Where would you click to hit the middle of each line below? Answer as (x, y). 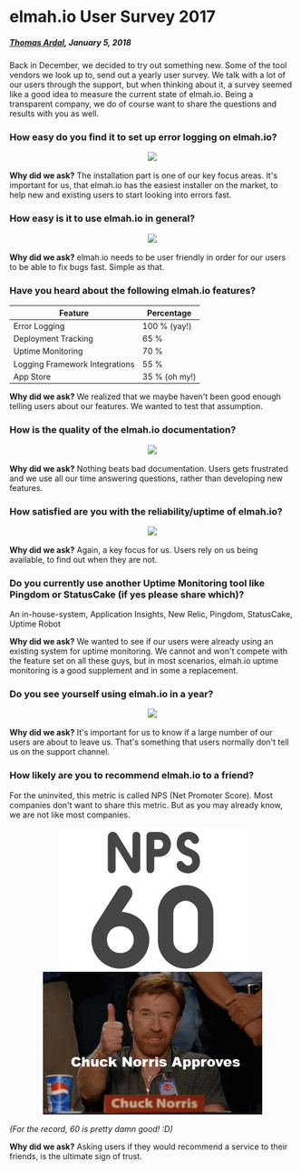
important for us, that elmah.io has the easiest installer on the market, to (144, 185)
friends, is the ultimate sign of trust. (76, 1156)
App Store (32, 376)
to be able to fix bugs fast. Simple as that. (87, 266)
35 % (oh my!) (169, 376)
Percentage (169, 313)
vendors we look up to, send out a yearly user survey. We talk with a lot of (148, 75)
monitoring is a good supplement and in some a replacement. (124, 671)
